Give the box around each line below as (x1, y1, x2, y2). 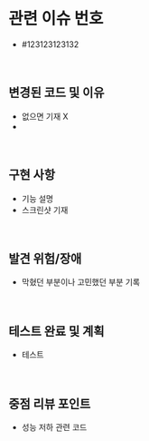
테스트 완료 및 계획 (8, 323, 105, 338)
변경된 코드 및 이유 (8, 85, 105, 101)
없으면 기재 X (21, 111, 69, 122)
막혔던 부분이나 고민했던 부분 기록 (21, 277, 141, 288)
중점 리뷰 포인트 (8, 396, 91, 411)
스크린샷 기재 (21, 204, 69, 215)
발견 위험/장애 (8, 250, 82, 266)
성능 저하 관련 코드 (21, 422, 88, 432)
